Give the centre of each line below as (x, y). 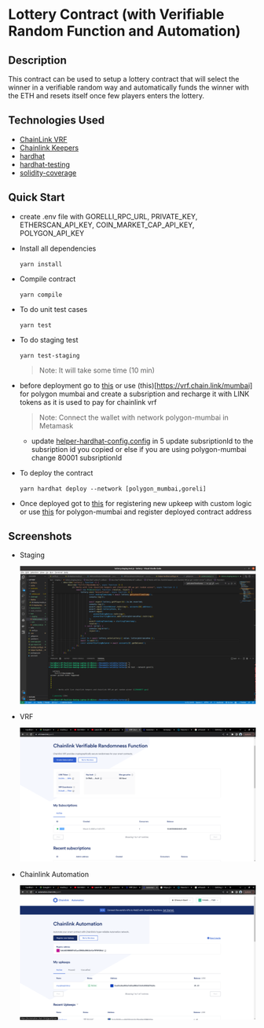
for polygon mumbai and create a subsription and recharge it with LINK (134, 394)
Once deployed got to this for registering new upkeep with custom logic (136, 503)
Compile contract (48, 279)
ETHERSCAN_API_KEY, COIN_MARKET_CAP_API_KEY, (107, 225)
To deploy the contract (56, 472)
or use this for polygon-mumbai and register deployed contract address (136, 512)
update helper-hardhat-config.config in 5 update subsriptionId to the (142, 441)
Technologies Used (56, 121)
